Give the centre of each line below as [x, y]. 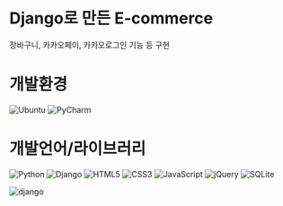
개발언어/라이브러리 [78, 149]
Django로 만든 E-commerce [111, 18]
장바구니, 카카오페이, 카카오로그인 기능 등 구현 [90, 45]
